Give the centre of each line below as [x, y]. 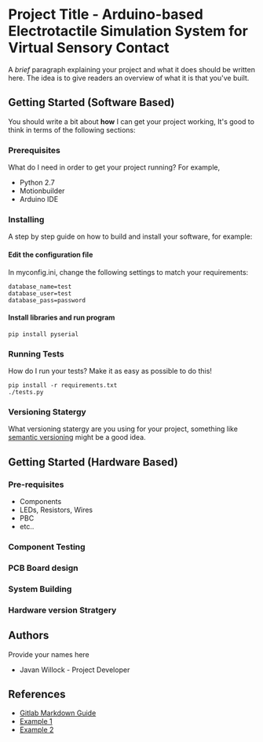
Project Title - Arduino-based [106, 15]
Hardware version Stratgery [62, 610]
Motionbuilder [42, 191]
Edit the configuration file [51, 254]
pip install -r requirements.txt [63, 386]
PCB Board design [43, 568]
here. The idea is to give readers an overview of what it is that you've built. [129, 78]
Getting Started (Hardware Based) [93, 462]
